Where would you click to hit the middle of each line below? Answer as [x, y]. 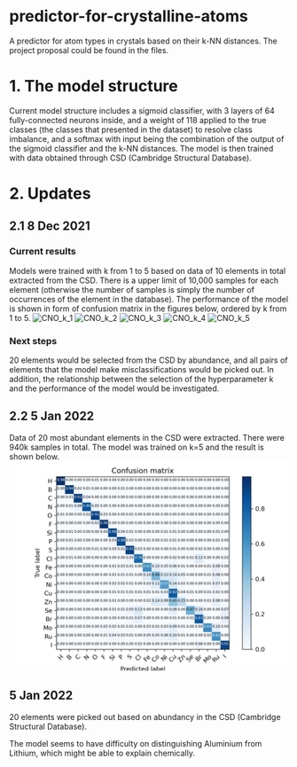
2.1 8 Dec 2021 [50, 227]
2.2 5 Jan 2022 [52, 416]
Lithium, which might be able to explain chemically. [102, 753]
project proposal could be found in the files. [89, 50]
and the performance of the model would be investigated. [114, 388]
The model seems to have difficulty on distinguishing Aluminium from [136, 743]
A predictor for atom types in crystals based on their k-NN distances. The [143, 41]
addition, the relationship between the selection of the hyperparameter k [141, 380]
